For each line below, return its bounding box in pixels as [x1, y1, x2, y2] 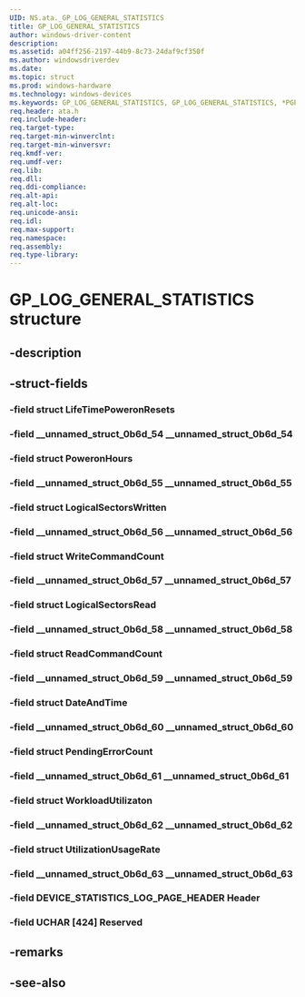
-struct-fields [9, 376, 88, 392]
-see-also [9, 975, 66, 991]
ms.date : [9, 65, 43, 74]
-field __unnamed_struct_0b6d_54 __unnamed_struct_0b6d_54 [9, 427, 293, 440]
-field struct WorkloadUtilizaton [9, 794, 152, 807]
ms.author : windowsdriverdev [9, 56, 120, 65]
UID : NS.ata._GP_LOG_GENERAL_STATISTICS [9, 13, 165, 23]
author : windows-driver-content [9, 30, 132, 39]
